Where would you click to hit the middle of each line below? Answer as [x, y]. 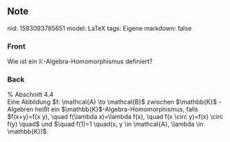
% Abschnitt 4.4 [30, 95]
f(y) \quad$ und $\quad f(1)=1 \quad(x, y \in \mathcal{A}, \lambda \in [105, 124]
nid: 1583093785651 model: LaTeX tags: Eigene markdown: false [100, 28]
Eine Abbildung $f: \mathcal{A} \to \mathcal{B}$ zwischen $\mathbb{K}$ [112, 102]
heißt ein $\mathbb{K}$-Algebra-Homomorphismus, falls [116, 109]
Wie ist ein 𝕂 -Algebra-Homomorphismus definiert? [80, 61]
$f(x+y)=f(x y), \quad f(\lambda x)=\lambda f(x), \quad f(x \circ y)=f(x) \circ [115, 117]
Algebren [20, 109]
